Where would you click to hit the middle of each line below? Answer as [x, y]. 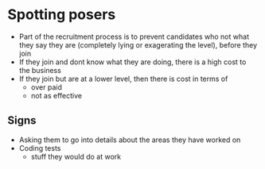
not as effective [57, 95]
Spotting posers [62, 15]
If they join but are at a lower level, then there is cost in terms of [123, 79]
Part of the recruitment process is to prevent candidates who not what [134, 36]
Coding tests [40, 148]
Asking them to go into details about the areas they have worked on [130, 140]
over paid [47, 87]
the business [40, 70]
